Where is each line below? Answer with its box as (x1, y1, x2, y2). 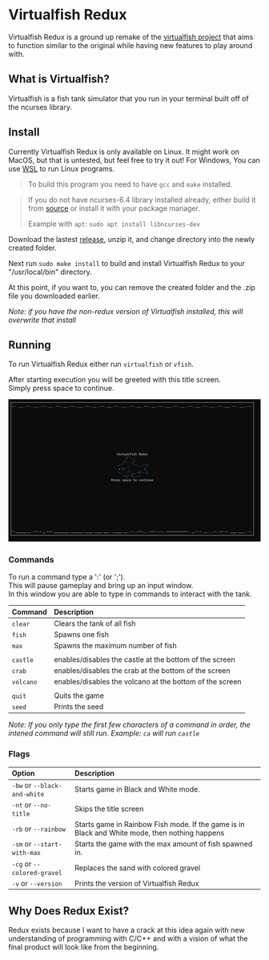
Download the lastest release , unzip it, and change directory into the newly (8, 234, 255, 244)
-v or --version (11, 878, 62, 888)
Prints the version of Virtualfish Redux (74, 878, 199, 888)
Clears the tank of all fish (54, 619, 136, 628)
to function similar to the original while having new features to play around (8, 40, 253, 50)
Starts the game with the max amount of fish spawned (74, 839, 253, 849)
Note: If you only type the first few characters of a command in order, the (8, 720, 251, 729)
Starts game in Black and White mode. (74, 785, 200, 794)
